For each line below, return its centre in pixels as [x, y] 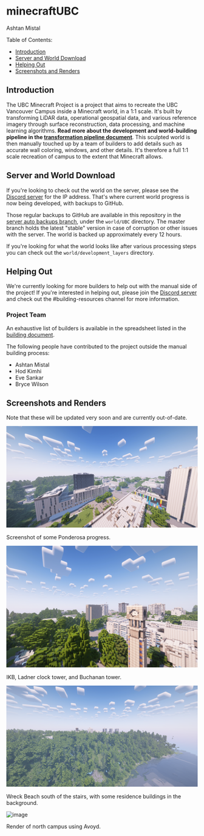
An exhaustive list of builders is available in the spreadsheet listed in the [96, 328]
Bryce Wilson [32, 384]
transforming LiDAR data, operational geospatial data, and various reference [102, 117]
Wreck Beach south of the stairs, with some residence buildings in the [94, 796]
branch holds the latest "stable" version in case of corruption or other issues [102, 228]
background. [22, 803]
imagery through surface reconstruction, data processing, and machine [96, 124]
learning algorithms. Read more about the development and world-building [102, 130]
